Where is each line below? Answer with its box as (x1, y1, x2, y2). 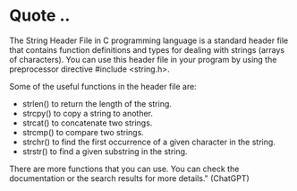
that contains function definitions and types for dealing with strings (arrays (9, 44, 284, 55)
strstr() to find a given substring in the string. (21, 145, 188, 157)
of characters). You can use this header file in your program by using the (9, 54, 277, 65)
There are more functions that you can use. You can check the (9, 163, 240, 174)
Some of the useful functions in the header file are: (9, 81, 197, 91)
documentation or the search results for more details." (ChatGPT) (9, 172, 250, 184)
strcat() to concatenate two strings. (21, 117, 153, 128)
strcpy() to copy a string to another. (21, 108, 154, 118)
